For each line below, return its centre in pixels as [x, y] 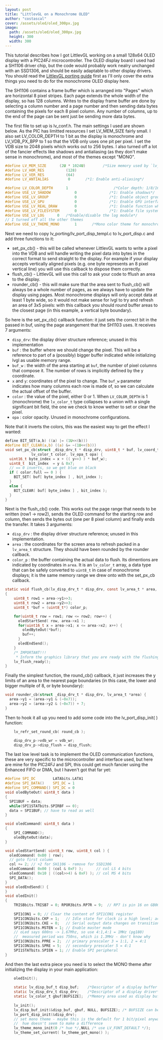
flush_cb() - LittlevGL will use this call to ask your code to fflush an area [83, 274]
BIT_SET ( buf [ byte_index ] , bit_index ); [58, 477]
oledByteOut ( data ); [33, 837]
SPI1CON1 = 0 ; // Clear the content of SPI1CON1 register [73, 914]
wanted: [13, 432]
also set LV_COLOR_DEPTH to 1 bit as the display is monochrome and [74, 136]
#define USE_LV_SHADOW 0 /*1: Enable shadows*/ [80, 193]
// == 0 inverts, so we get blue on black [53, 468]
